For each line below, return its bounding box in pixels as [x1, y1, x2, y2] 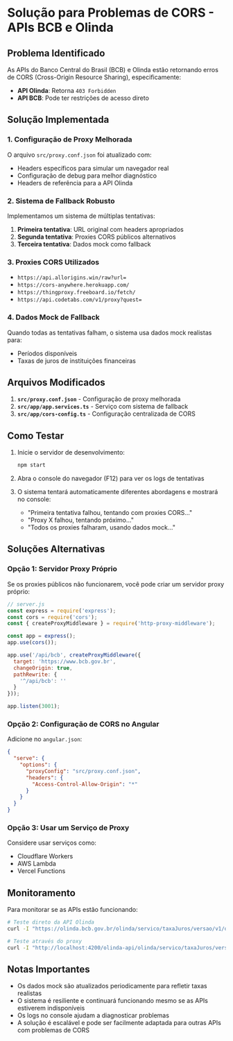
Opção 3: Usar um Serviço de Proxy [7, 822, 130, 832]
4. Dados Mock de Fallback [7, 312, 101, 322]
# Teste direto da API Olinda [7, 919, 95, 926]
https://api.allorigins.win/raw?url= [17, 274, 127, 282]
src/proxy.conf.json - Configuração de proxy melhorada [17, 395, 181, 403]
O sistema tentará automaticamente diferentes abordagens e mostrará [17, 488, 218, 496]
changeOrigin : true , [13, 664, 73, 671]
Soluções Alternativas [7, 543, 105, 555]
